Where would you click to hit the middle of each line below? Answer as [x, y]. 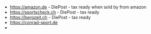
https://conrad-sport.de [34, 22]
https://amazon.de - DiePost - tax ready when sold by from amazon [78, 7]
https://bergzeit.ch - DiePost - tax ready [50, 17]
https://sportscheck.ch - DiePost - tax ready [54, 12]
